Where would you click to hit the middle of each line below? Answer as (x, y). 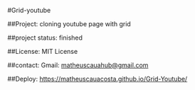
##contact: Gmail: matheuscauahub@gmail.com (78, 65)
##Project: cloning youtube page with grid (69, 24)
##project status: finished (45, 38)
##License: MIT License (43, 51)
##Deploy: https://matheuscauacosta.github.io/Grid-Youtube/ (97, 79)
